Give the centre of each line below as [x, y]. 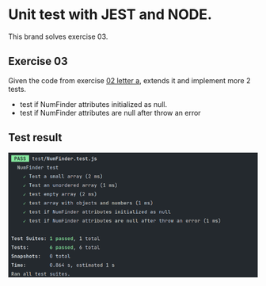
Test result [35, 137]
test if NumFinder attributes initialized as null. [93, 104]
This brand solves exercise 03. [58, 36]
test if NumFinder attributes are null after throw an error [110, 112]
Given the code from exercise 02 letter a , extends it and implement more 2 [129, 80]
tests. [17, 89]
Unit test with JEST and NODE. [110, 15]
